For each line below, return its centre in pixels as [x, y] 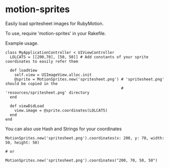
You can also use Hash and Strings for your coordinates [63, 129]
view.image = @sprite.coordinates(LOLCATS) [61, 110]
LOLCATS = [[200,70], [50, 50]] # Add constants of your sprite [79, 57]
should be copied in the [31, 83]
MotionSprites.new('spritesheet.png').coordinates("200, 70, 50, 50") [81, 160]
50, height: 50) [22, 143]
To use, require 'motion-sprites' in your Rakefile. [56, 33]
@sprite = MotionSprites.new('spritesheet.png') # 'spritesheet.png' [90, 79]
